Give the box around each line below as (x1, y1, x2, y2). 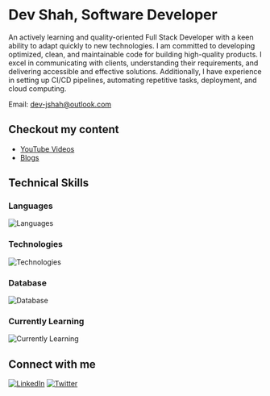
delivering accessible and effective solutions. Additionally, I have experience (8, 66, 262, 76)
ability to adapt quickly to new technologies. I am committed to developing (8, 40, 255, 50)
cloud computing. (8, 83, 67, 94)
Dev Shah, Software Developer (8, 6, 218, 24)
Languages (8, 200, 54, 211)
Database (8, 277, 47, 288)
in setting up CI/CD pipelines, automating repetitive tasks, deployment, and (8, 75, 257, 85)
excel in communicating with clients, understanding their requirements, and (8, 58, 259, 68)
